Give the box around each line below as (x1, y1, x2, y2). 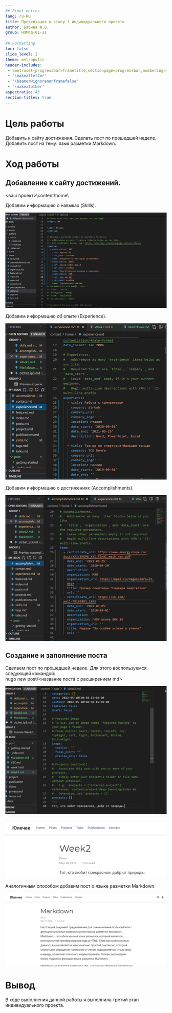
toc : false (5, 46, 29, 51)
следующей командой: (5, 670, 55, 677)
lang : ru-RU (5, 13, 31, 19)
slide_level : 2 (5, 51, 38, 57)
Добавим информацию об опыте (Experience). (5, 313, 106, 320)
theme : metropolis (5, 57, 45, 62)
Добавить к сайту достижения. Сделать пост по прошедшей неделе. (5, 135, 157, 141)
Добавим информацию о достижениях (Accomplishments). (5, 484, 134, 491)
